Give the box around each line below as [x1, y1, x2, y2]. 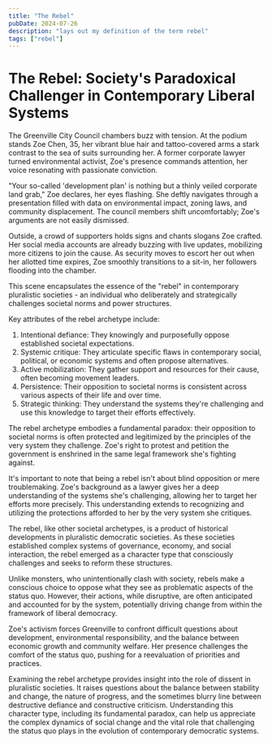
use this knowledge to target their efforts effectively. [19, 407, 196, 418]
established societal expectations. [19, 338, 135, 349]
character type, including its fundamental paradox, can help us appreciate [8, 709, 256, 719]
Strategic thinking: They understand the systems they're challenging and [19, 399, 264, 409]
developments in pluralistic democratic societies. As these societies [8, 532, 235, 542]
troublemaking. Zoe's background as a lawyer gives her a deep [8, 482, 219, 492]
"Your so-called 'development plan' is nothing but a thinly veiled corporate [8, 181, 257, 191]
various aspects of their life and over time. [19, 390, 162, 400]
